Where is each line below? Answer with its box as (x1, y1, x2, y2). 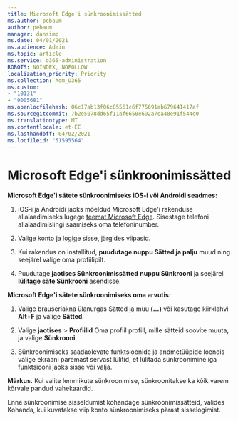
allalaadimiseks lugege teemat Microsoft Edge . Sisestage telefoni (17, 212, 209, 222)
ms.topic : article (7, 51, 62, 58)
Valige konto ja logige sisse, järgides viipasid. (17, 234, 151, 243)
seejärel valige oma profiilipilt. (17, 255, 105, 264)
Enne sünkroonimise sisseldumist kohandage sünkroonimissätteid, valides (7, 398, 225, 407)
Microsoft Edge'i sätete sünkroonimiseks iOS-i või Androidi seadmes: (7, 191, 218, 200)
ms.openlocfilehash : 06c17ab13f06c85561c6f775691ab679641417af (7, 104, 200, 111)
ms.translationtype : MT (7, 117, 78, 124)
